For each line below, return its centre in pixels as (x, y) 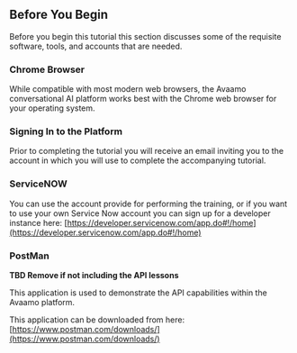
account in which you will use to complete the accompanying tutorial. (138, 160)
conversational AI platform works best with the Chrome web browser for (143, 99)
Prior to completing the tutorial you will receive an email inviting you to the (147, 151)
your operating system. (53, 108)
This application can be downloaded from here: (97, 320)
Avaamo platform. (42, 302)
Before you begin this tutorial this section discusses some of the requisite (145, 36)
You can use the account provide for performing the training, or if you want (148, 204)
